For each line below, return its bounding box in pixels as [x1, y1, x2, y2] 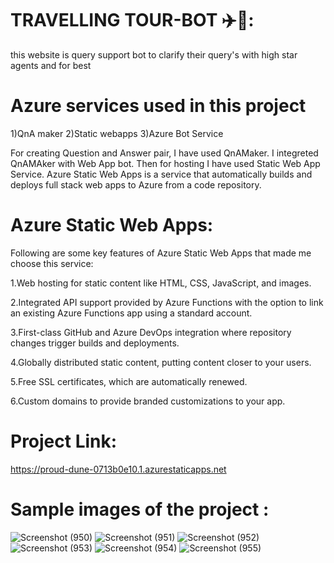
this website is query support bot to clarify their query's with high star [10, 48, 298, 61]
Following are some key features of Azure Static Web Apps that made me [10, 247, 312, 259]
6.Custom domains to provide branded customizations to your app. [10, 395, 286, 407]
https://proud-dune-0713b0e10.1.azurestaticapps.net [10, 463, 227, 475]
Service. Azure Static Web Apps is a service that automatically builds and [10, 168, 313, 180]
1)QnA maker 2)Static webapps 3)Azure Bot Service [10, 127, 224, 139]
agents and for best [10, 59, 92, 71]
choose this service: [10, 257, 94, 269]
